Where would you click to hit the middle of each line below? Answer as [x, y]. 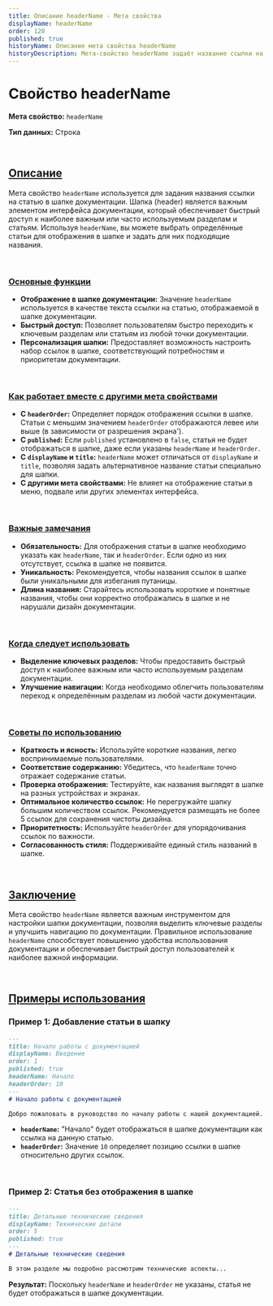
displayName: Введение [47, 1054]
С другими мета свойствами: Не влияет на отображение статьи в [136, 483]
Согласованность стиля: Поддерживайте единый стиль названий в [139, 845]
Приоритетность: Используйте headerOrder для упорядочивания [133, 828]
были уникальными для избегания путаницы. [98, 581]
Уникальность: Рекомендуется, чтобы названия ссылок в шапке [133, 572]
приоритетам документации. [70, 360]
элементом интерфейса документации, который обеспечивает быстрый [134, 210]
